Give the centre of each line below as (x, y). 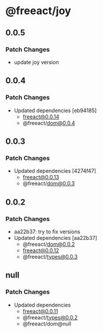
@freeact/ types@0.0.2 (50, 317)
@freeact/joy (38, 11)
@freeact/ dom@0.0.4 (49, 123)
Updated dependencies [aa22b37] (56, 238)
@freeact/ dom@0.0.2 (49, 244)
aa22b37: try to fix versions (47, 232)
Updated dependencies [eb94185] (55, 110)
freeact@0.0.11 (40, 311)
